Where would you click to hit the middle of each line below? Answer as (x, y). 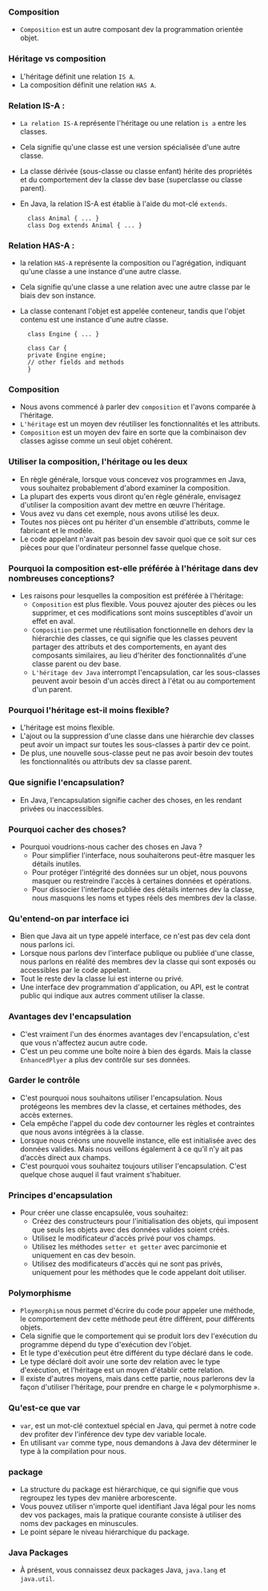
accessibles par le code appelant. (76, 970)
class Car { (47, 348)
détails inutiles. (56, 864)
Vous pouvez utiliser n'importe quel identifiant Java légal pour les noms (138, 1507)
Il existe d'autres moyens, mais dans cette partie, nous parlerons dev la (137, 1378)
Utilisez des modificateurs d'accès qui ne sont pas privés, (127, 1264)
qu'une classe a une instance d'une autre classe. (100, 272)
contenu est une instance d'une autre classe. (94, 320)
